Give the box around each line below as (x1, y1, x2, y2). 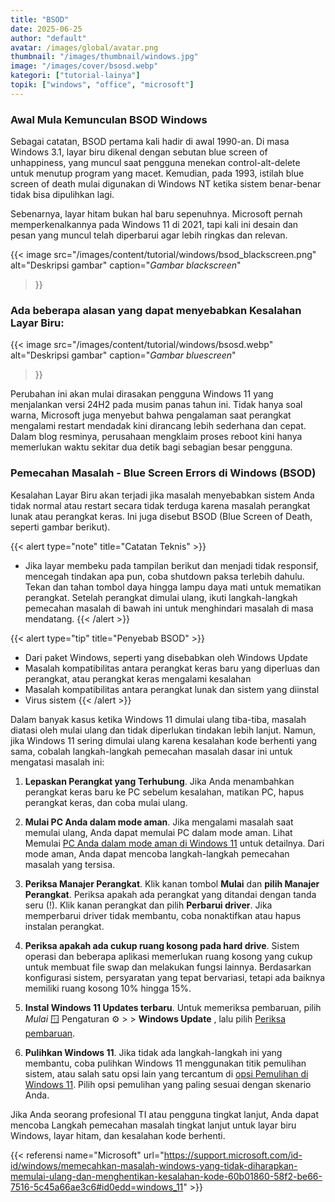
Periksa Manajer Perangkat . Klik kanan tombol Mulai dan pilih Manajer (24, 877, 320, 890)
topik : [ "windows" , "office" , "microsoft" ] (10, 80, 195, 90)
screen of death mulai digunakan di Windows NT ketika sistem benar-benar (10, 178, 322, 190)
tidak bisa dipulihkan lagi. (10, 189, 115, 201)
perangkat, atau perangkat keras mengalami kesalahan (24, 672, 252, 685)
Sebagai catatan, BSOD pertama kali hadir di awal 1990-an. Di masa (10, 136, 290, 148)
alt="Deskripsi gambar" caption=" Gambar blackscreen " (10, 259, 242, 271)
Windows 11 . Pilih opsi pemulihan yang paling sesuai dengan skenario (24, 1078, 312, 1090)
